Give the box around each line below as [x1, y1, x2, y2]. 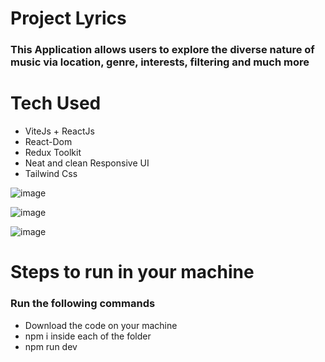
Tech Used [10, 92, 102, 115]
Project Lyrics [10, 7, 127, 30]
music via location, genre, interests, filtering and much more [10, 55, 310, 69]
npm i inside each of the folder [24, 330, 152, 342]
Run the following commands [10, 297, 156, 311]
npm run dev [24, 340, 78, 352]
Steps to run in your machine [10, 261, 255, 284]
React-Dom [24, 136, 73, 148]
